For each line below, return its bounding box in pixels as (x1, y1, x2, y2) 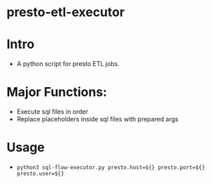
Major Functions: (6, 84, 108, 100)
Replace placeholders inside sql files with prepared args (16, 115, 179, 124)
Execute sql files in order (16, 107, 89, 116)
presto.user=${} (16, 170, 64, 177)
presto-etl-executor (6, 4, 125, 20)
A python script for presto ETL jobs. (16, 60, 120, 68)
